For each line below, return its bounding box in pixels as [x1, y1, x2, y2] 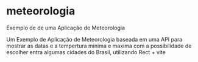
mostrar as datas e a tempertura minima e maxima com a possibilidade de [6, 42, 192, 49]
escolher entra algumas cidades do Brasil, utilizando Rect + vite [6, 48, 166, 55]
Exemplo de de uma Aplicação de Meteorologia [6, 24, 126, 31]
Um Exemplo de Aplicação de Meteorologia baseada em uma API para [6, 36, 183, 43]
